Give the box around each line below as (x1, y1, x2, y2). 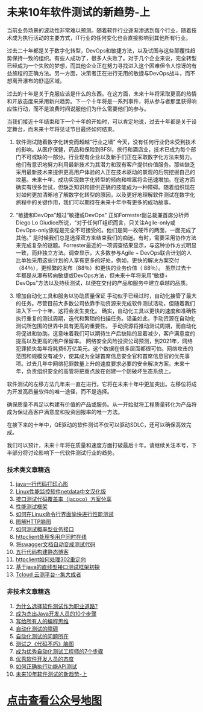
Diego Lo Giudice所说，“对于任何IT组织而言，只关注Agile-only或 (15, 218, 176, 226)
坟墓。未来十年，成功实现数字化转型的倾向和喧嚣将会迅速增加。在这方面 (15, 176, 195, 183)
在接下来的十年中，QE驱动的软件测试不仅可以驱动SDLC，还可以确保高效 (7, 421, 186, 428)
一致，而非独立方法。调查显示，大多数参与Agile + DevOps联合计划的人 (15, 249, 192, 256)
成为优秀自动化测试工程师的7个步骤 (15, 647, 104, 655)
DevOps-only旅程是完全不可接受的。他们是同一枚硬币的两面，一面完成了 (15, 226, 196, 234)
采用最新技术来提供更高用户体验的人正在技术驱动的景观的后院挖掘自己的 (15, 168, 195, 176)
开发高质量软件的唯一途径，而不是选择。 (11, 387, 113, 395)
